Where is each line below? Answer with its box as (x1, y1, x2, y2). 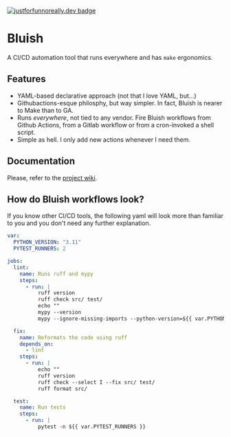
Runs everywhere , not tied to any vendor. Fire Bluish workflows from (16, 114, 211, 122)
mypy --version (37, 309, 81, 316)
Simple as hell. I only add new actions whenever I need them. (16, 135, 190, 144)
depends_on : (19, 341, 54, 348)
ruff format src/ (37, 385, 88, 392)
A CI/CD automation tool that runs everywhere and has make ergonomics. (7, 53, 213, 61)
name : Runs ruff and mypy (19, 270, 94, 277)
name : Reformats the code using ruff (19, 334, 128, 341)
